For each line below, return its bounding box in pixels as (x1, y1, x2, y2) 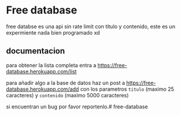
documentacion (6, 46, 66, 56)
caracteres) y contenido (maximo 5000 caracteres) (6, 91, 129, 98)
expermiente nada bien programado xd (6, 29, 100, 36)
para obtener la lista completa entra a (6, 62, 97, 69)
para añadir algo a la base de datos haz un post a (6, 79, 125, 86)
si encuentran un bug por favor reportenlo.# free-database (6, 103, 148, 110)
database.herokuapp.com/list (6, 68, 77, 75)
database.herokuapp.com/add (6, 86, 79, 93)
